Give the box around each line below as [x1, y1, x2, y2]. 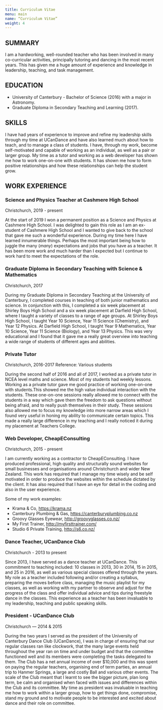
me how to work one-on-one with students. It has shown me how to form [5, 157, 152, 163]
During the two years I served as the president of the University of [5, 633, 138, 638]
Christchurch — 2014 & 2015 [5, 623, 62, 629]
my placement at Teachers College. [5, 423, 76, 429]
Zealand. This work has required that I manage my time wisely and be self [5, 471, 153, 477]
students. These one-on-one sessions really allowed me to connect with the [5, 392, 158, 397]
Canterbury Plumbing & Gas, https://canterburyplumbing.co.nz [12, 511, 138, 517]
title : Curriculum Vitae [5, 7, 55, 12]
